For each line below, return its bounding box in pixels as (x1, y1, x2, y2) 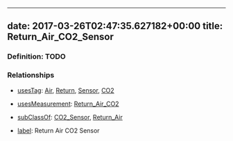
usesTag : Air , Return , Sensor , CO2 (17, 86, 114, 94)
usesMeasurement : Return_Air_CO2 (17, 100, 119, 108)
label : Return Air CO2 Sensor (17, 126, 100, 135)
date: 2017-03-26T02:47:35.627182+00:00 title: (7, 20, 223, 32)
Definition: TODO (7, 52, 66, 62)
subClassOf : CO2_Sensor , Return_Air (17, 113, 123, 121)
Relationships (7, 70, 55, 80)
